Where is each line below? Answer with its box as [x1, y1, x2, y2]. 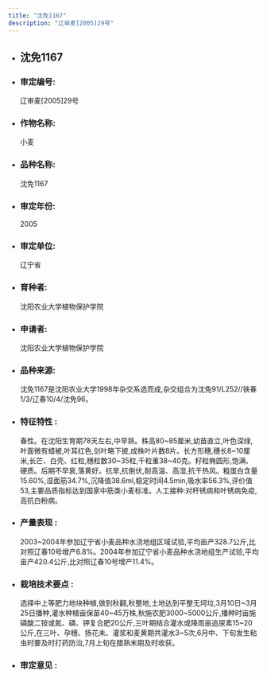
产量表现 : [19, 517, 58, 528]
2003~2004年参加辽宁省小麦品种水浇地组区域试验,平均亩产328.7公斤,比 [19, 536, 257, 546]
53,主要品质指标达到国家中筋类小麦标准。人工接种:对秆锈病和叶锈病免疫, [19, 485, 257, 495]
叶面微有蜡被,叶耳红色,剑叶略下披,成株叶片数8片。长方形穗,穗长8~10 [19, 446, 244, 455]
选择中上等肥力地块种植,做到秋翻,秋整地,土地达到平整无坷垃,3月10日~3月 [19, 598, 257, 608]
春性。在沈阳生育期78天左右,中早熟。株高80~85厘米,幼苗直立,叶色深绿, [19, 435, 253, 446]
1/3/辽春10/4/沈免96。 [19, 395, 93, 404]
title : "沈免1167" [8, 11, 67, 20]
